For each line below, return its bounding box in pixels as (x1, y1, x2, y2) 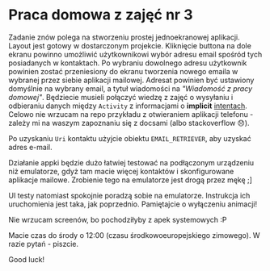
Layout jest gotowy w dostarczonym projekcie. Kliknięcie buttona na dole (8, 40, 252, 50)
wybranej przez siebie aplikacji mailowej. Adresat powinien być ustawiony (8, 75, 255, 85)
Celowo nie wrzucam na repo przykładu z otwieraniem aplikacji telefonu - (8, 109, 254, 119)
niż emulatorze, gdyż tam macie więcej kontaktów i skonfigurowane (8, 166, 234, 176)
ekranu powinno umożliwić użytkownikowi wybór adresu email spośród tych (8, 49, 263, 59)
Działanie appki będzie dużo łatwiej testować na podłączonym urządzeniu (8, 157, 255, 167)
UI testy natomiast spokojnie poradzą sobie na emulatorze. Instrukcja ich (8, 190, 251, 200)
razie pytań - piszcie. (8, 239, 79, 248)
